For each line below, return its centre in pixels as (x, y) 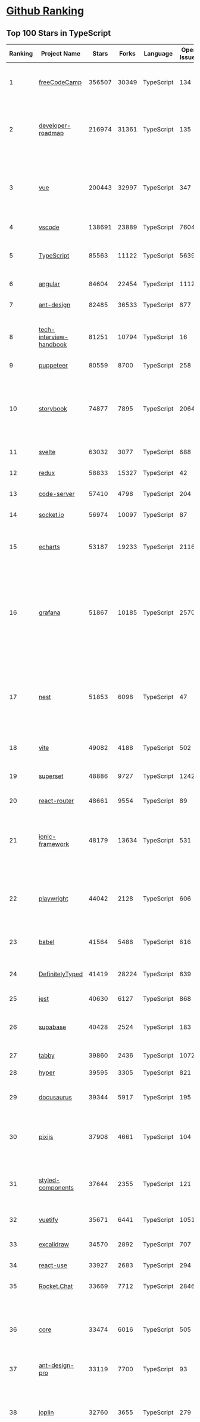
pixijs (46, 1137)
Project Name (61, 53)
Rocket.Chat (56, 1286)
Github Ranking (45, 11)
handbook (53, 344)
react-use (53, 1265)
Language (158, 53)
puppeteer (53, 365)
